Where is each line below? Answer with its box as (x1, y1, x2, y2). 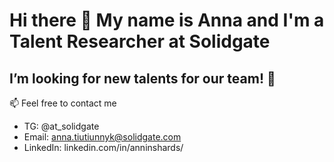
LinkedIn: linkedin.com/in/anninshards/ (23, 142, 184, 153)
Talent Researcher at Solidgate (9, 30, 271, 53)
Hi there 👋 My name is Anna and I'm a (9, 9, 325, 32)
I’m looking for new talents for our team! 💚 (9, 70, 276, 87)
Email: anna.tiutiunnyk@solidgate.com (23, 131, 182, 143)
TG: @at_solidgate (23, 120, 100, 132)
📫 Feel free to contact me (9, 97, 117, 109)
